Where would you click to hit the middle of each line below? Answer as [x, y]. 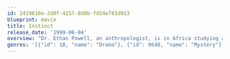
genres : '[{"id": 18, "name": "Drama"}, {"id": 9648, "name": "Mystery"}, [116, 45]
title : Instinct [30, 26]
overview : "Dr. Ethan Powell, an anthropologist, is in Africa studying [113, 39]
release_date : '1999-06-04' [47, 32]
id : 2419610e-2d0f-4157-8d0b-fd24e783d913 [68, 13]
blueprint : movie [32, 20]
